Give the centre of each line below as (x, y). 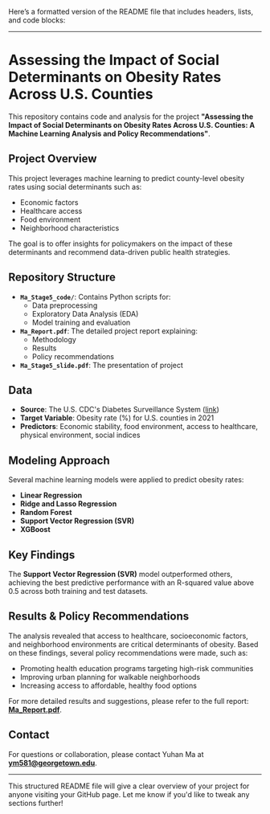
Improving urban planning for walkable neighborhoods (110, 677)
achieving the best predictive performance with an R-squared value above (131, 583)
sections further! (36, 803)
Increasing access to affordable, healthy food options (108, 685)
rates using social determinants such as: (75, 186)
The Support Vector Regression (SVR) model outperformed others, (121, 574)
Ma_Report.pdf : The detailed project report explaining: (109, 331)
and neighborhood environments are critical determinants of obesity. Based (133, 644)
